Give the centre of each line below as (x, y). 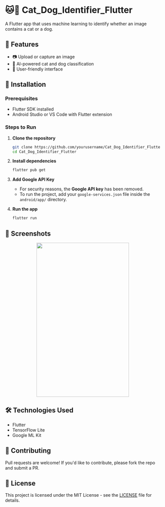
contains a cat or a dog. (29, 29)
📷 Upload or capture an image (43, 57)
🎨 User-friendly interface (37, 69)
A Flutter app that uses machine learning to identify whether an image (76, 24)
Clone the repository (34, 138)
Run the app (25, 209)
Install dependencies (34, 161)
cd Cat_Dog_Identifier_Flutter (44, 152)
